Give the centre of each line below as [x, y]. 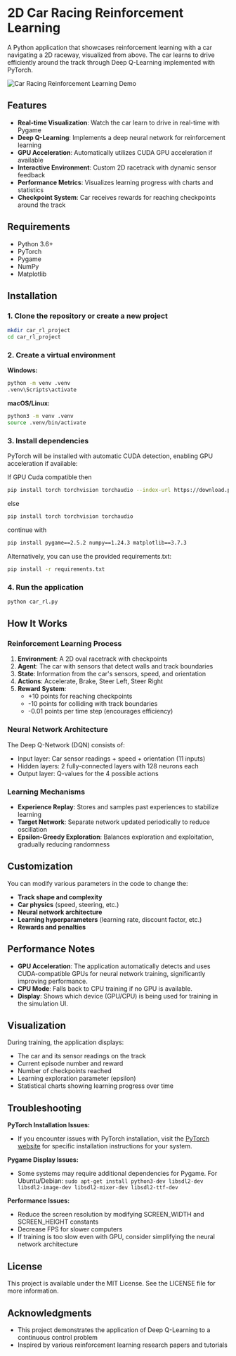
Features [27, 106]
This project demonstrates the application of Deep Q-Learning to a [114, 1330]
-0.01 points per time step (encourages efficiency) [100, 711]
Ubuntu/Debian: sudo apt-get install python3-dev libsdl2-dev [110, 1181]
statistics [31, 190]
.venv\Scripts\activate [42, 390]
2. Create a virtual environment [61, 355]
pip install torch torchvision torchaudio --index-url [89, 490]
